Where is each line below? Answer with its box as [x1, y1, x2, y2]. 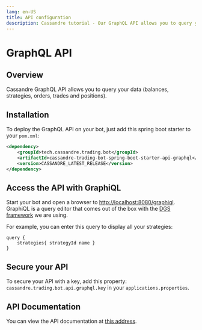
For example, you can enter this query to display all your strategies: [6, 223, 173, 231]
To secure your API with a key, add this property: [6, 278, 127, 285]
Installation [6, 110, 49, 120]
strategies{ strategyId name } [17, 240, 96, 246]
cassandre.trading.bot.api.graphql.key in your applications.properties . [6, 284, 189, 291]
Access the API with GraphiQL [6, 182, 121, 193]
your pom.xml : [6, 132, 40, 139]
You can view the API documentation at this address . [6, 317, 137, 325]
